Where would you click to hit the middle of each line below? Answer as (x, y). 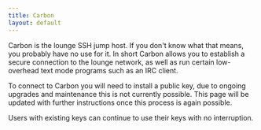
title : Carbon (31, 15)
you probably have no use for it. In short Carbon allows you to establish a (127, 54)
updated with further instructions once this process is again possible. (120, 102)
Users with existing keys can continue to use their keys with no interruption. (131, 117)
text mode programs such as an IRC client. (109, 70)
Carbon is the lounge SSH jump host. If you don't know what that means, (126, 45)
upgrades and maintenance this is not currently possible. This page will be (129, 94)
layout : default (35, 23)
